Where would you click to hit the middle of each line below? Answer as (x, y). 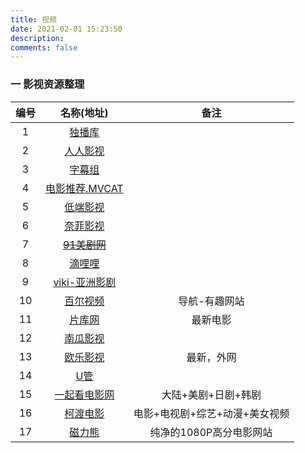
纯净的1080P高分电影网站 (211, 432)
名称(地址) (84, 113)
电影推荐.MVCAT (84, 188)
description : (37, 38)
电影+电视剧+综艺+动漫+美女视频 (211, 413)
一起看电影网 (84, 394)
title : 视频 (33, 19)
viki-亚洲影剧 (85, 282)
